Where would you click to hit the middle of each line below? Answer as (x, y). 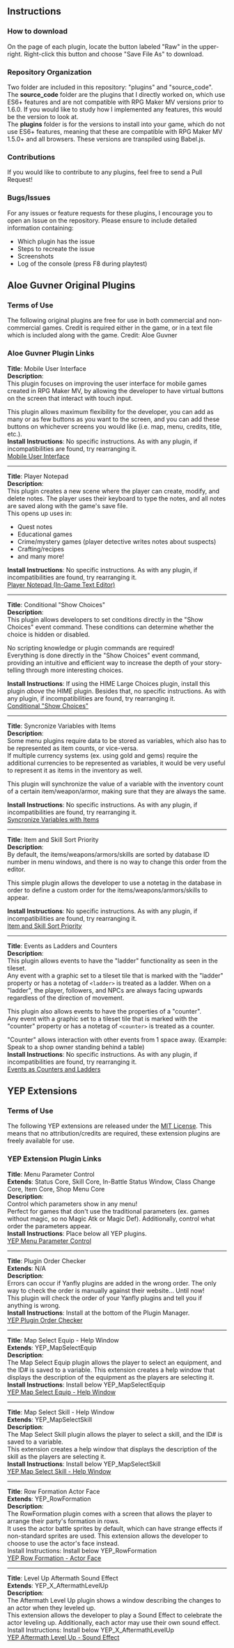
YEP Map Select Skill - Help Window (59, 1471)
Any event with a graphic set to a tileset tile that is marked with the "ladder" (116, 975)
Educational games (45, 534)
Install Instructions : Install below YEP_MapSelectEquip (86, 1384)
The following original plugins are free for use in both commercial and (107, 321)
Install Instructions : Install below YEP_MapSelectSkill (84, 1464)
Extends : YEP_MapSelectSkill (50, 1419)
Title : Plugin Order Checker (47, 1260)
